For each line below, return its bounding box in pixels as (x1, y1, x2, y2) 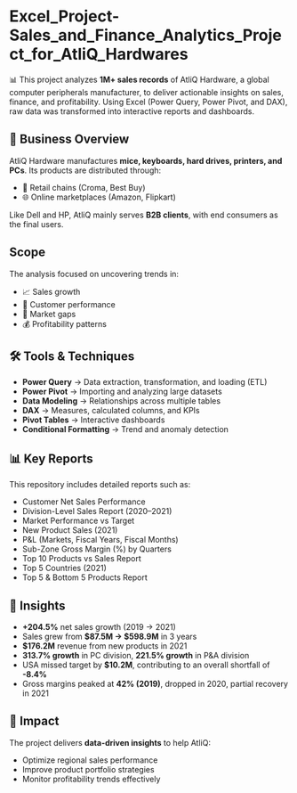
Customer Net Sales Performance (21, 496, 146, 507)
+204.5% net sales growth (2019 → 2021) (21, 622, 176, 632)
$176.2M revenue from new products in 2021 (21, 641, 188, 651)
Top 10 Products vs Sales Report (21, 553, 142, 564)
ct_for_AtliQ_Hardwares (9, 45, 189, 64)
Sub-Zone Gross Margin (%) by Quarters (21, 544, 172, 554)
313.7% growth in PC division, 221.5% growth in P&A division (21, 650, 250, 660)
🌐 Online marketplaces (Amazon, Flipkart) (21, 192, 176, 202)
